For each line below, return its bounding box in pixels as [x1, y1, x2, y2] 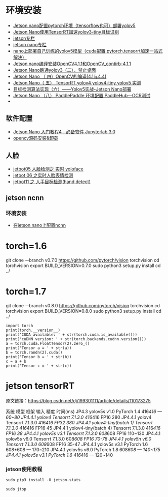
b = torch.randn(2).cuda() [6, 350, 63, 355]
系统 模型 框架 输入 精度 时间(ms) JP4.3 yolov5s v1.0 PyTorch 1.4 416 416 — [6, 408, 162, 415]
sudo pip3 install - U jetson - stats [6, 478, 81, 483]
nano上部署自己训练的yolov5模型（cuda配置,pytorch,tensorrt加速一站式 [13, 48, 163, 54]
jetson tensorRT [6, 380, 75, 392]
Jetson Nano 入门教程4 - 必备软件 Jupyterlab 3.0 [13, 128, 116, 135]
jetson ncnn [6, 193, 45, 202]
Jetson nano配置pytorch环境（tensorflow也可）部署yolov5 [13, 22, 136, 28]
